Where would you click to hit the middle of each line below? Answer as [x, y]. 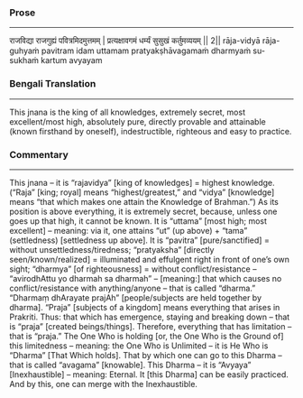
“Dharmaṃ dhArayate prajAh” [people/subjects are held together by [136, 297]
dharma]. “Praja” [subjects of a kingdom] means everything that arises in [145, 307]
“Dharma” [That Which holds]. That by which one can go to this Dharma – [146, 355]
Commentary [39, 154]
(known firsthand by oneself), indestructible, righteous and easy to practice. [151, 131]
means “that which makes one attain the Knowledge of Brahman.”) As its [144, 201]
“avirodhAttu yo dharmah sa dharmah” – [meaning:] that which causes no [146, 278]
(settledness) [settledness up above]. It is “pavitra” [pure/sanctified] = [140, 240]
